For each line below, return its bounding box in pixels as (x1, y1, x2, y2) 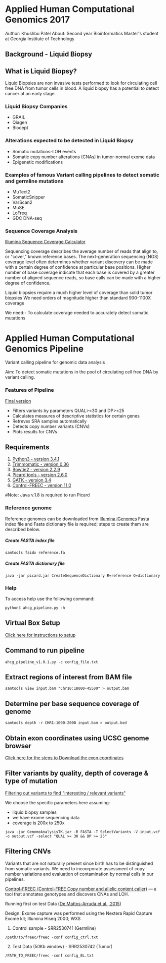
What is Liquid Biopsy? (5, 67, 77, 75)
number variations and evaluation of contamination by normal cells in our (5, 871, 154, 877)
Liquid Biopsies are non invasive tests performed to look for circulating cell (5, 80, 157, 86)
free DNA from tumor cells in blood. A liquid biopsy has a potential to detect (5, 85, 159, 91)
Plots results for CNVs (12, 428, 58, 434)
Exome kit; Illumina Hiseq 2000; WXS (5, 915, 81, 921)
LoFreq (12, 210, 27, 216)
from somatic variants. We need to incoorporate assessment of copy (5, 865, 145, 871)
